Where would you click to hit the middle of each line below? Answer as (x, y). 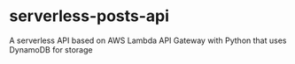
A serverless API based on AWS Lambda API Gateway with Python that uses (148, 40)
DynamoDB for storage (51, 49)
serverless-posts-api (89, 16)
